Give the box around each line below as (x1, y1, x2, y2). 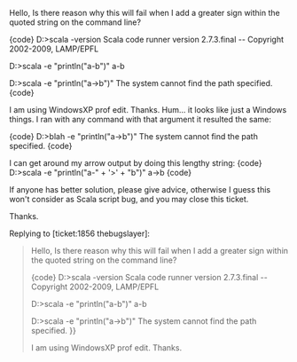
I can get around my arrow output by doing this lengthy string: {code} (9, 158, 262, 168)
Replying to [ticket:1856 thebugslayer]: (9, 228, 151, 239)
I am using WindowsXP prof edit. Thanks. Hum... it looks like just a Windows (9, 105, 287, 114)
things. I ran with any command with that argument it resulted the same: (9, 114, 272, 124)
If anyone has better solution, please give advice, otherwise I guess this (9, 185, 271, 194)
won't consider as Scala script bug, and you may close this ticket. (9, 194, 249, 204)
